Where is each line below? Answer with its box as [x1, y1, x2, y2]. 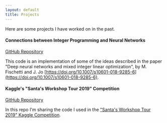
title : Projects [5, 12, 39, 17]
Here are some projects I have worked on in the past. [5, 26, 115, 32]
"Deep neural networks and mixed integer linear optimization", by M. [5, 63, 147, 69]
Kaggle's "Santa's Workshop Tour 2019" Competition [5, 86, 120, 92]
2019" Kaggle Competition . [5, 111, 61, 118]
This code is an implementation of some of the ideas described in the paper [5, 58, 162, 64]
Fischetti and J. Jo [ [5, 69, 46, 75]
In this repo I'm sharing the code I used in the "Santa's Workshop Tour [5, 106, 151, 112]
